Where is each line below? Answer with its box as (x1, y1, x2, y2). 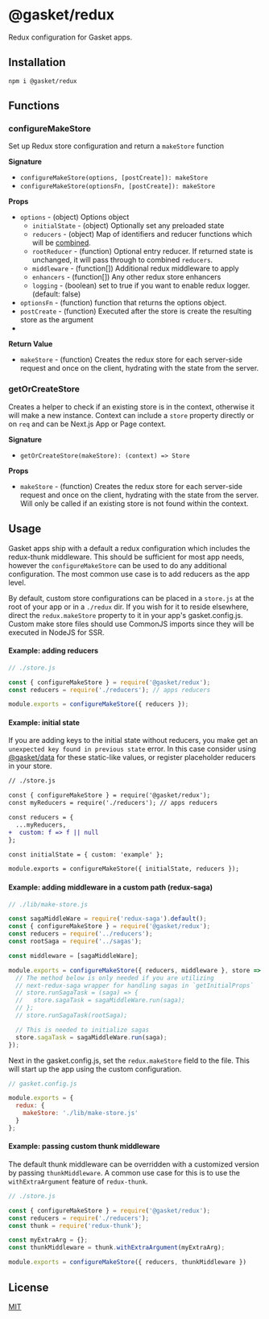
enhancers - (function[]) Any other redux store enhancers (31, 272, 221, 282)
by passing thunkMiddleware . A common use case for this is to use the (8, 1168, 240, 1177)
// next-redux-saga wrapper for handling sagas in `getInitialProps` (15, 981, 254, 989)
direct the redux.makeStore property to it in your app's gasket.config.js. (8, 610, 243, 620)
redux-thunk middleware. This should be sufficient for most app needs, (8, 552, 245, 562)
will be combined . (31, 238, 91, 247)
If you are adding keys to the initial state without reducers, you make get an (8, 736, 259, 745)
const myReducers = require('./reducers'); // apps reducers (8, 799, 218, 807)
